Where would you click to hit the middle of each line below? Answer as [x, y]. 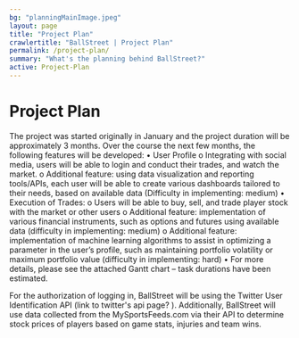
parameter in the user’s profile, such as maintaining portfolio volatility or [141, 250]
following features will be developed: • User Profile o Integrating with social [148, 155]
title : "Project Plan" [51, 34]
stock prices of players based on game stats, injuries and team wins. [135, 324]
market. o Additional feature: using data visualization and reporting [132, 174]
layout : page [33, 26]
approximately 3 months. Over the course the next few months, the [133, 145]
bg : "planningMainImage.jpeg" [66, 17]
